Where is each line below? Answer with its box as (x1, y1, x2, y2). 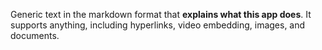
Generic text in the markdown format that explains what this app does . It (10, 9, 312, 20)
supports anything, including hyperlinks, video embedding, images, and (10, 19, 306, 31)
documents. (10, 30, 60, 41)
